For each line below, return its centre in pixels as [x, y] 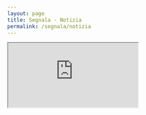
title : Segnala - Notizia [44, 20]
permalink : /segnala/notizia [49, 26]
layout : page [26, 13]
